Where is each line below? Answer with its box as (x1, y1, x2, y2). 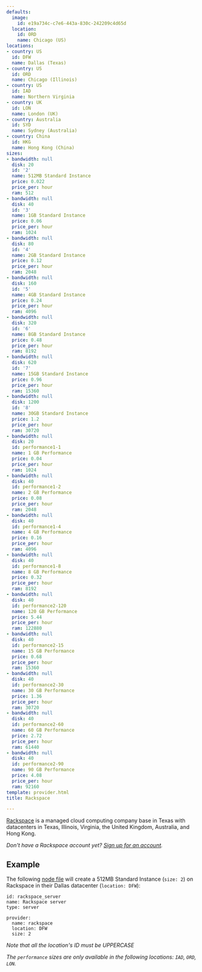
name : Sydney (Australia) (12, 128, 78, 134)
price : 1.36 (12, 693, 43, 699)
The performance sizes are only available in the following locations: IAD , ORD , (6, 953, 197, 961)
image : (12, 15, 29, 21)
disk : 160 (12, 280, 37, 286)
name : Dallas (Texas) (12, 60, 67, 66)
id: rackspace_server (6, 894, 61, 900)
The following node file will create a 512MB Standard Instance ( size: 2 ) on (6, 875, 193, 883)
